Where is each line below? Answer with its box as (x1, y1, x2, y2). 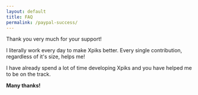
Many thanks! (6, 82, 41, 89)
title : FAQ (6, 14, 33, 20)
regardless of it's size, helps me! (6, 53, 86, 60)
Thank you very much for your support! (6, 36, 102, 43)
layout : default (6, 8, 46, 15)
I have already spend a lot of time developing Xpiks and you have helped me (6, 65, 192, 72)
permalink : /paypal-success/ (6, 19, 78, 25)
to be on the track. (6, 71, 51, 78)
